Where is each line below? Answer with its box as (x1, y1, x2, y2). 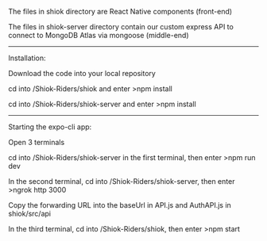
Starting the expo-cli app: (8, 122, 92, 132)
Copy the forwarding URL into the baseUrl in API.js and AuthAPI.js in (8, 201, 232, 209)
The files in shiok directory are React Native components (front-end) (8, 7, 233, 16)
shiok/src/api (8, 209, 52, 218)
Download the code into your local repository (8, 69, 157, 78)
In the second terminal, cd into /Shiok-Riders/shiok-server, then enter (8, 177, 235, 186)
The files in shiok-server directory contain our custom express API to (8, 22, 234, 31)
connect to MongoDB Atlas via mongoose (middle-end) (8, 31, 189, 40)
